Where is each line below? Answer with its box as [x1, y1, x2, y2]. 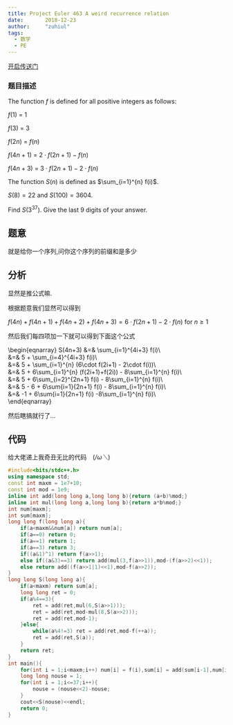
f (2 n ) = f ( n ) [8, 138, 40, 146]
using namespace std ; [8, 473, 71, 481]
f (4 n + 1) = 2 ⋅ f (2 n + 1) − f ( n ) [8, 151, 89, 159]
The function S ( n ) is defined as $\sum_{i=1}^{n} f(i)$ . [8, 178, 159, 186]
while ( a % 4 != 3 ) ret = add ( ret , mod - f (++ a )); [32, 627, 157, 635]
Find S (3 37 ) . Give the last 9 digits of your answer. [8, 205, 148, 214]
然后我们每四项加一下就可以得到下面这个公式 [8, 331, 136, 340]
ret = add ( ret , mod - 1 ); [32, 615, 98, 622]
